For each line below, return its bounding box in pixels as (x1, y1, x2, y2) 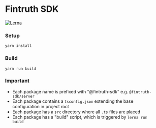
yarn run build (5, 66, 36, 71)
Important (5, 78, 30, 85)
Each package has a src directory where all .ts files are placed (12, 109, 141, 115)
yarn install (5, 43, 32, 48)
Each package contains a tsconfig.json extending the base (12, 98, 134, 104)
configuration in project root (12, 103, 69, 109)
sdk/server (12, 94, 35, 99)
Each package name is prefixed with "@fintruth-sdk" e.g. (12, 88, 128, 94)
